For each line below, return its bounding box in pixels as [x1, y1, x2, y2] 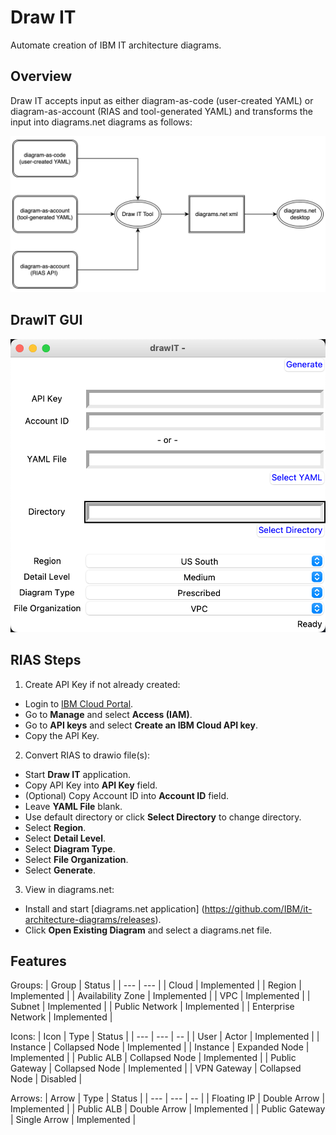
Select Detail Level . [24, 832, 107, 844]
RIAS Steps [10, 652, 82, 669]
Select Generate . [24, 864, 96, 876]
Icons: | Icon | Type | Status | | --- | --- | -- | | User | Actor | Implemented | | [10, 1031, 320, 1043]
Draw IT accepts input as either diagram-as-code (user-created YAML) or [10, 94, 314, 106]
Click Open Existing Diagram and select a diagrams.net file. [24, 924, 273, 936]
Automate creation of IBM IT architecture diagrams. [10, 39, 222, 51]
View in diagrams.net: [24, 883, 115, 895]
